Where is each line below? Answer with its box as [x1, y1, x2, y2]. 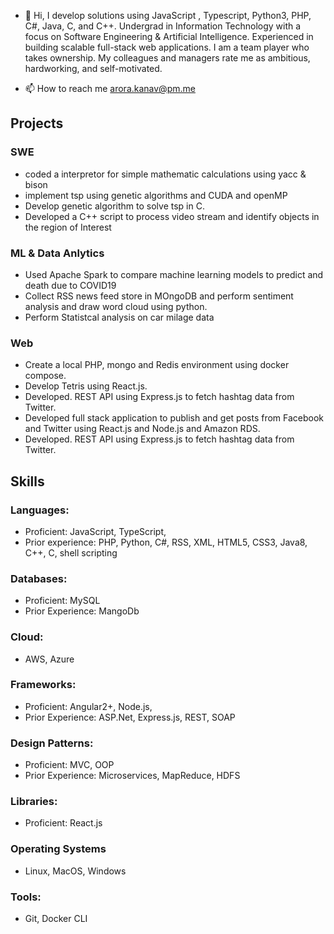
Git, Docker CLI [24, 913, 88, 925]
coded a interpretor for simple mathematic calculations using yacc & [24, 168, 307, 180]
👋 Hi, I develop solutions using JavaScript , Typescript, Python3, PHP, [24, 10, 312, 21]
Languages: [10, 503, 70, 517]
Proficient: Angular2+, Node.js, [24, 700, 153, 712]
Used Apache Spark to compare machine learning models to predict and [24, 268, 324, 280]
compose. [24, 370, 67, 382]
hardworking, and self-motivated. [24, 63, 163, 74]
